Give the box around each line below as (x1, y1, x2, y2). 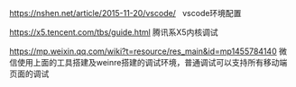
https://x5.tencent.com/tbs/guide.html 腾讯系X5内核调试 (9, 27, 218, 38)
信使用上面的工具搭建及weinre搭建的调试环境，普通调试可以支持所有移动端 (9, 57, 288, 67)
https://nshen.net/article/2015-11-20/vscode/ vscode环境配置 (9, 8, 242, 18)
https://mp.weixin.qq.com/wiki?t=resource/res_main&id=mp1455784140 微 (9, 46, 287, 57)
